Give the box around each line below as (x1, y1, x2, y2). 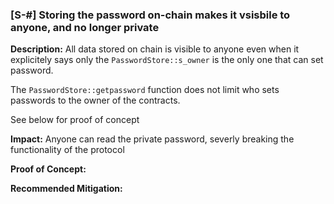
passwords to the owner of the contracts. (10, 94, 181, 107)
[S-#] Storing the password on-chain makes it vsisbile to (10, 8, 291, 22)
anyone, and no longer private (10, 20, 160, 34)
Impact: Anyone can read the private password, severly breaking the (10, 133, 295, 145)
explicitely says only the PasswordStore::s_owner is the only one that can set (10, 54, 324, 66)
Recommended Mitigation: (10, 183, 123, 195)
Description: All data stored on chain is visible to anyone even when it (10, 43, 300, 55)
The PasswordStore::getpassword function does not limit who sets (10, 84, 280, 96)
